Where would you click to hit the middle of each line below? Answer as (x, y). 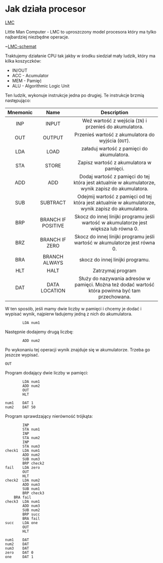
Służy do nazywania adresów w (114, 278)
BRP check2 (33, 463)
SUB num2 (31, 510)
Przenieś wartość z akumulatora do (115, 135)
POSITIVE (53, 225)
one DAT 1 (19, 557)
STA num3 (31, 446)
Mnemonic (20, 112)
